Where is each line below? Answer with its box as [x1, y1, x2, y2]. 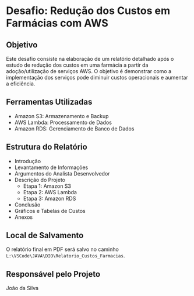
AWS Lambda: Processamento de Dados [14, 119, 112, 126]
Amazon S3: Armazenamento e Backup [14, 112, 109, 119]
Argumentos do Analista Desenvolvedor [14, 170, 110, 177]
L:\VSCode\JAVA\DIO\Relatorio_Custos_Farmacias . [6, 252, 125, 259]
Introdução [14, 157, 41, 164]
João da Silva [6, 285, 39, 292]
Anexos [14, 214, 33, 221]
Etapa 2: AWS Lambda [23, 188, 77, 195]
